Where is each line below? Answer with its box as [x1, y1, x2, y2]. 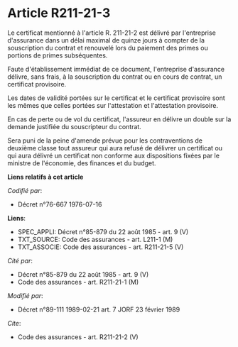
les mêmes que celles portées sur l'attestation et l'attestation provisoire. [7, 101, 219, 109]
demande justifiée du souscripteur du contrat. [7, 122, 142, 131]
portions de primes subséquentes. [7, 51, 108, 60]
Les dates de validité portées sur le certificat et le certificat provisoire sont [7, 94, 225, 102]
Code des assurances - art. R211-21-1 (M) [17, 277, 139, 286]
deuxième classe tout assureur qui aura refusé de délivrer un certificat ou [7, 143, 222, 152]
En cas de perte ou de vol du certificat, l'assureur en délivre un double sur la [7, 115, 232, 123]
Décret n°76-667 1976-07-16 [17, 200, 102, 209]
